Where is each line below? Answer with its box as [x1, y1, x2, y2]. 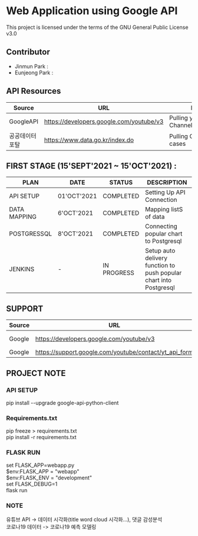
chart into [145, 276, 172, 285]
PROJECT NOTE [6, 368, 66, 378]
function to [145, 262, 176, 270]
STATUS [109, 178, 133, 187]
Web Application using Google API [6, 4, 178, 18]
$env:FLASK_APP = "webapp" [6, 468, 80, 475]
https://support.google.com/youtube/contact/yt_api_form [35, 348, 194, 357]
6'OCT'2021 [58, 209, 93, 217]
